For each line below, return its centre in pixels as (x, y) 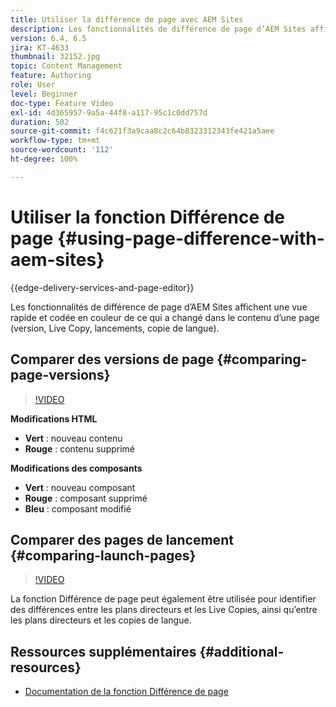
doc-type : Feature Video (62, 103)
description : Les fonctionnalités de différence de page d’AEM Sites (158, 29)
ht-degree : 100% (44, 159)
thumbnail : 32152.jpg (55, 57)
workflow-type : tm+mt (55, 141)
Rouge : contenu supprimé (80, 448)
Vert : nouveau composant (80, 487)
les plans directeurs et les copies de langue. (101, 620)
